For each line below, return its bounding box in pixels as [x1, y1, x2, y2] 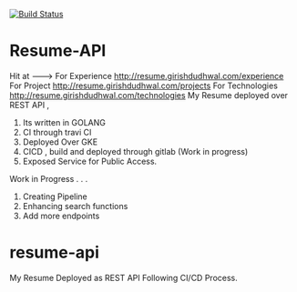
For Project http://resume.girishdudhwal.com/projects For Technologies [9, 80, 278, 91]
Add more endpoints [22, 210, 100, 221]
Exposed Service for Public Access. [22, 156, 158, 166]
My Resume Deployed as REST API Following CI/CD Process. [9, 272, 239, 283]
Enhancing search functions [22, 200, 128, 211]
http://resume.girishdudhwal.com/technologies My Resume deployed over [9, 89, 289, 100]
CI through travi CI [22, 126, 92, 137]
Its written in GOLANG [22, 116, 107, 127]
